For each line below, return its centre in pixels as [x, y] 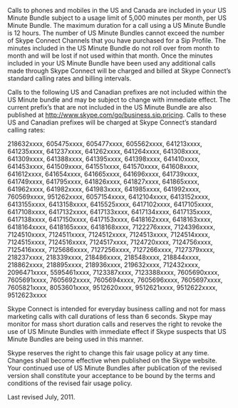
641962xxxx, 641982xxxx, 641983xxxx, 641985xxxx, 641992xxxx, [104, 189]
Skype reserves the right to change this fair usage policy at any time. [108, 353]
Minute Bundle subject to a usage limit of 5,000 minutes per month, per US [117, 18]
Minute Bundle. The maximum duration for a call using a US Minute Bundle [117, 25]
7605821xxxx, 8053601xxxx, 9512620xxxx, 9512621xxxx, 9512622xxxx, [113, 287]
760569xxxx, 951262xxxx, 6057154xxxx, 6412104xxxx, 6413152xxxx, [109, 197]
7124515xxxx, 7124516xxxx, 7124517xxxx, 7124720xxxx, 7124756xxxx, [110, 242]
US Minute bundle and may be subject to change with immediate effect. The [119, 100]
